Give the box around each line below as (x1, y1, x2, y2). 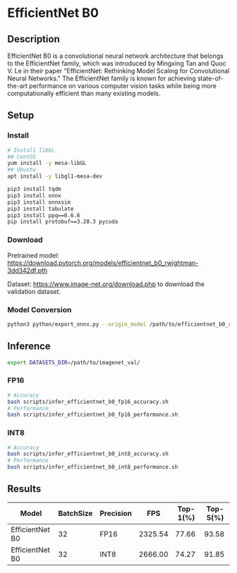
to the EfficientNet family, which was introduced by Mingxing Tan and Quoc (7, 59, 227, 68)
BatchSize (58, 508, 93, 518)
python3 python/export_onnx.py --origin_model (7, 321, 147, 328)
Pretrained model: (7, 251, 60, 259)
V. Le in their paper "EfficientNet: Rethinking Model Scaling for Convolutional (7, 67, 230, 75)
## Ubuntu (7, 166, 37, 173)
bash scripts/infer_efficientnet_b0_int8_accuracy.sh (7, 450, 169, 457)
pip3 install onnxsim (7, 199, 71, 206)
